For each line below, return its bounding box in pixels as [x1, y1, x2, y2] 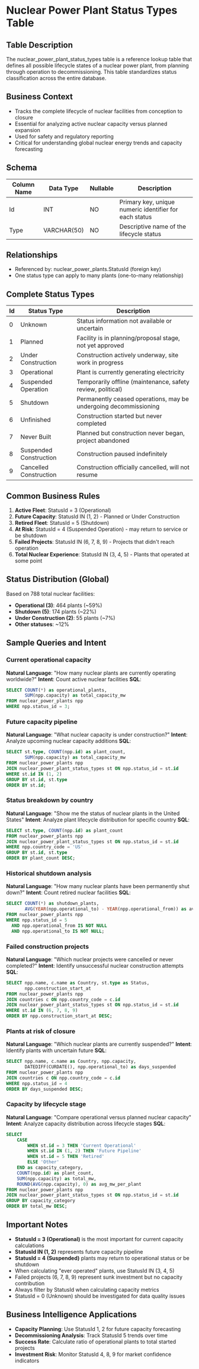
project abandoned [76, 436, 130, 445]
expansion [14, 126, 40, 134]
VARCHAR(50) [43, 226, 84, 234]
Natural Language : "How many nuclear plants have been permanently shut [6, 883, 190, 890]
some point [14, 557, 43, 565]
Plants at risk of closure [6, 1027, 76, 1035]
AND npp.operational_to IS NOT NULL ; [11, 928, 105, 934]
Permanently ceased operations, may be [76, 395, 190, 403]
